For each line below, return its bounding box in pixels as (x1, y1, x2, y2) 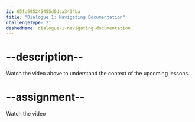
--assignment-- (6, 91, 85, 104)
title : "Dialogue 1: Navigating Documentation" (6, 14, 126, 20)
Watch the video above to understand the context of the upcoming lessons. (6, 70, 190, 77)
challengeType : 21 (6, 19, 51, 25)
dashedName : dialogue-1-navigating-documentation (6, 25, 131, 31)
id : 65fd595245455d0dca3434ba (6, 8, 81, 15)
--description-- (6, 51, 84, 64)
